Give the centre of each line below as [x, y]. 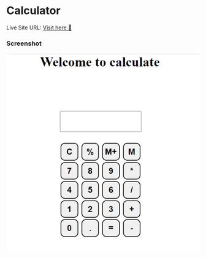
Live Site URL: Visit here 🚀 [39, 28]
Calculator [33, 11]
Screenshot [24, 43]
